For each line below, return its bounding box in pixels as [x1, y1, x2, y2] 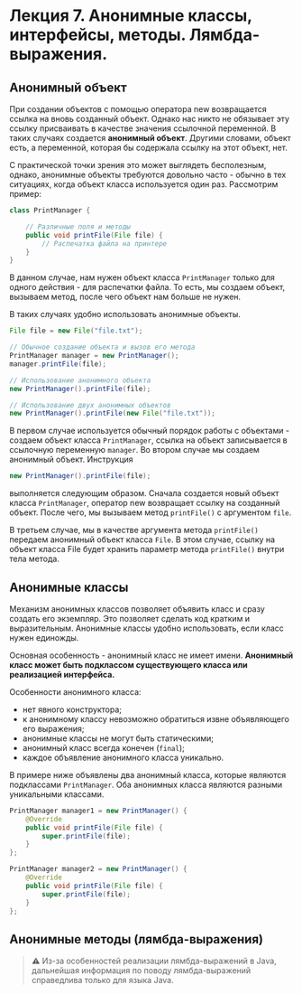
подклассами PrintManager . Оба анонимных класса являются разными [9, 779, 283, 790]
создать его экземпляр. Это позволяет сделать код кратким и [9, 613, 251, 624]
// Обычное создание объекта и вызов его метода [9, 342, 196, 352]
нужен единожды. [9, 632, 79, 642]
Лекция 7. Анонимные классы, [9, 5, 252, 26]
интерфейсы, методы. [9, 24, 187, 45]
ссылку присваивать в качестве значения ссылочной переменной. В [9, 123, 277, 134]
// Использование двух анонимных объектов [9, 400, 171, 409]
